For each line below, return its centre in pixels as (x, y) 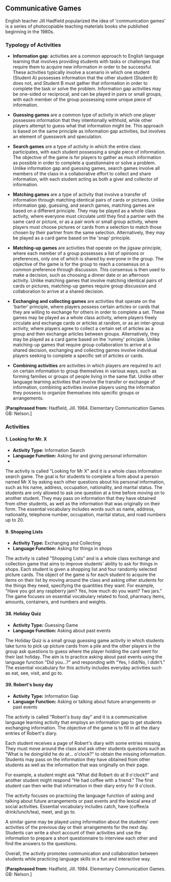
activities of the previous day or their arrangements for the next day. (77, 827)
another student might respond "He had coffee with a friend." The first (79, 780)
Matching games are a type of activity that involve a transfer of (79, 194)
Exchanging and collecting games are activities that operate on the (84, 301)
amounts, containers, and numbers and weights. (56, 602)
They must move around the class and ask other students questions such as (86, 748)
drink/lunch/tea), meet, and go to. (41, 812)
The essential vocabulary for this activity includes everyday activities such (83, 668)
